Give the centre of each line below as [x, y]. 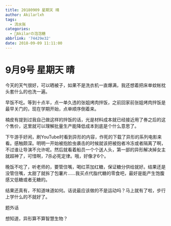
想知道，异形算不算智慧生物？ [36, 218]
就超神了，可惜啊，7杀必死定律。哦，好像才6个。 [57, 156]
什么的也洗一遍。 [32, 91]
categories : [18, 29]
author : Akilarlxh [25, 15]
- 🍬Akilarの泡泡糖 [28, 34]
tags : [11, 19]
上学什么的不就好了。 [27, 196]
